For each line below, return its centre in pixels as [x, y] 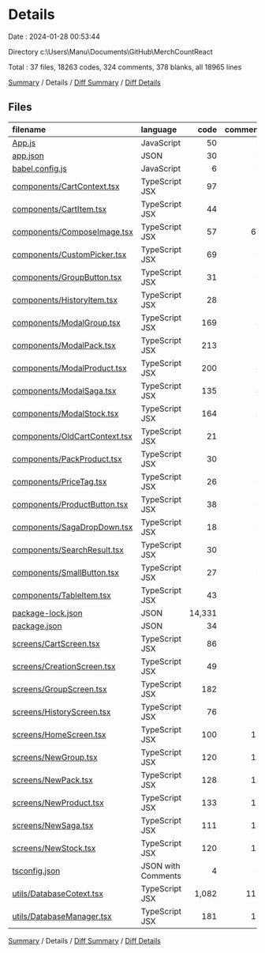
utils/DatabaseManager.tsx [62, 916]
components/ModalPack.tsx [64, 345]
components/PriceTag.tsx [60, 481]
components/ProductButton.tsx [70, 504]
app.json [28, 156]
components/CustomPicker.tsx [69, 254]
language [159, 130]
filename [29, 130]
